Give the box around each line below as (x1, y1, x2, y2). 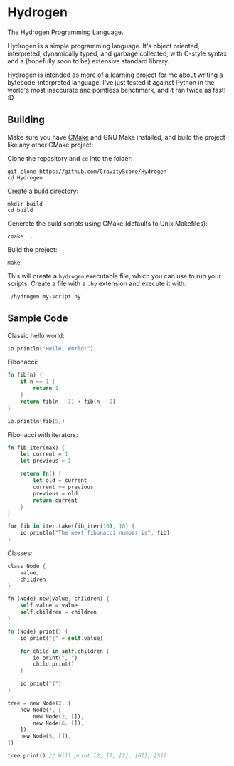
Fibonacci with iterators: (7, 430, 78, 439)
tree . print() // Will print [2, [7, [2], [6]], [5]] (7, 752, 167, 760)
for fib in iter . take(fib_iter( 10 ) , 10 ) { (7, 523, 135, 530)
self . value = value (20, 602, 78, 609)
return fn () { (20, 471, 62, 478)
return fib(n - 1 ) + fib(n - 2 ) (20, 398, 116, 405)
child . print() (33, 661, 75, 668)
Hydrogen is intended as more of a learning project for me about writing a (7, 70, 223, 79)
